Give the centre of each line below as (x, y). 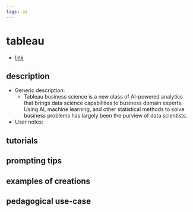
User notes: (29, 122)
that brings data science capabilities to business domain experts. (103, 103)
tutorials (22, 140)
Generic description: (40, 90)
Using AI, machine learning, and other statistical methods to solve (104, 109)
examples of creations (48, 181)
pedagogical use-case (48, 201)
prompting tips (34, 161)
